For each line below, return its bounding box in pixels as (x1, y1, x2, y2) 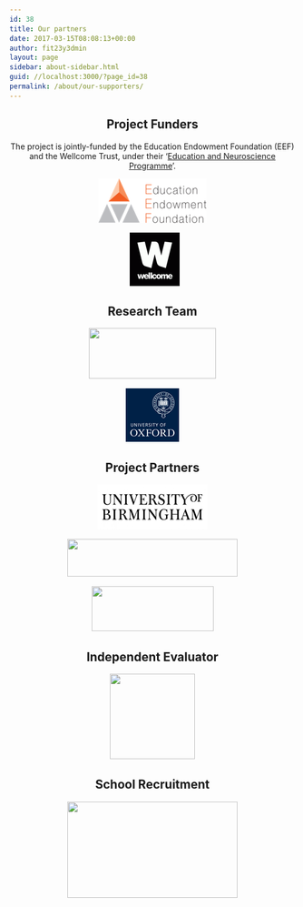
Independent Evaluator (85, 649, 220, 664)
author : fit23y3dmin (9, 44, 88, 53)
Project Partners (105, 459, 200, 475)
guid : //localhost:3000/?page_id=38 (9, 73, 148, 82)
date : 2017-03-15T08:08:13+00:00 (9, 34, 136, 43)
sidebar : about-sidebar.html (9, 63, 120, 72)
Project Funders (106, 116, 199, 132)
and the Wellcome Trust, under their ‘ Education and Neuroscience (28, 150, 277, 161)
